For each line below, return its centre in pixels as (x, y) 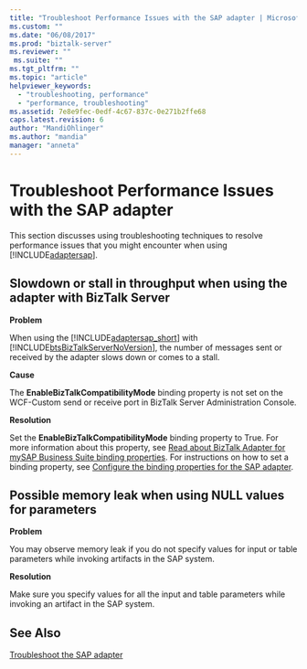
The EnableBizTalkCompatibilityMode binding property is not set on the (146, 392)
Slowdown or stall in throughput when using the (148, 284)
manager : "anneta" (44, 145)
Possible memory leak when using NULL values (147, 495)
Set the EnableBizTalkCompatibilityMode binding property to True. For (144, 437)
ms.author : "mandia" (49, 137)
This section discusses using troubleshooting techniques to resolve (136, 235)
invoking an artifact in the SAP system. (82, 604)
